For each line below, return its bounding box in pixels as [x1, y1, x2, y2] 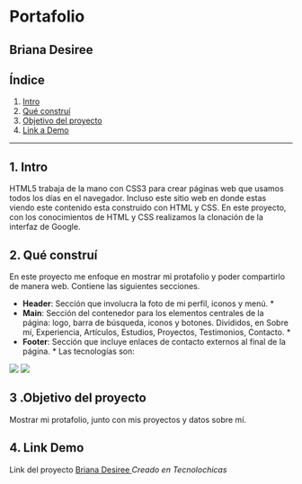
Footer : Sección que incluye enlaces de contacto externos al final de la [22, 337, 286, 348]
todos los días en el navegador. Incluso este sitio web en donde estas [9, 193, 267, 204]
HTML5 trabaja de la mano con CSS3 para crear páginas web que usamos [9, 183, 285, 194]
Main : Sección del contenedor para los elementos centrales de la [22, 308, 264, 319]
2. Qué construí [9, 247, 98, 262]
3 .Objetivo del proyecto [9, 391, 147, 406]
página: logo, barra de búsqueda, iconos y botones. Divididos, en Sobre [22, 317, 289, 329]
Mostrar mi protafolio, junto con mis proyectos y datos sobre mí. [9, 414, 247, 425]
